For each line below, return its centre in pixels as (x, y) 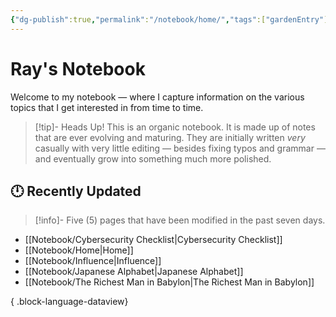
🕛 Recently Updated (76, 191)
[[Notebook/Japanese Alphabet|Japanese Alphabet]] (134, 272)
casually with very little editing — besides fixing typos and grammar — (180, 148)
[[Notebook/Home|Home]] (79, 250)
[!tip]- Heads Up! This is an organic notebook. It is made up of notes (175, 127)
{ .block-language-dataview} (69, 302)
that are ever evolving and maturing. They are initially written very (170, 137)
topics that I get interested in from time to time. (107, 107)
